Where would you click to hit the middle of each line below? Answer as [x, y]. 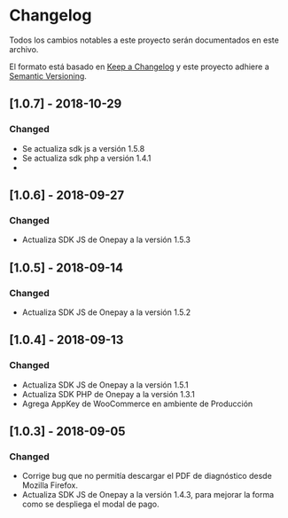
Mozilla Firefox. [50, 485]
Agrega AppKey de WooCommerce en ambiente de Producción [137, 404]
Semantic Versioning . [48, 75]
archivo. [24, 49]
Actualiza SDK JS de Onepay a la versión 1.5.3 [106, 239]
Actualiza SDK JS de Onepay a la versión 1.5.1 [105, 385]
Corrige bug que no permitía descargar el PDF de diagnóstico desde [147, 476]
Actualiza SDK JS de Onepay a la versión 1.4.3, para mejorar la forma [148, 495]
